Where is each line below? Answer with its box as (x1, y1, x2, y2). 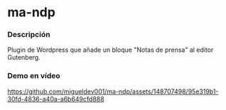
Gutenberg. (7, 53, 41, 62)
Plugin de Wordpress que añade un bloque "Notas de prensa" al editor (7, 45, 214, 54)
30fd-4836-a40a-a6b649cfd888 (7, 94, 104, 103)
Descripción (7, 30, 51, 40)
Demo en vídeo (7, 71, 60, 81)
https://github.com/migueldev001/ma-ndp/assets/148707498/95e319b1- (7, 87, 219, 96)
